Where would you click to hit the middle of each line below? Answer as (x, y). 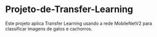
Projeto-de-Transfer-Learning (69, 9)
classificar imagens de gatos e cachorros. (49, 28)
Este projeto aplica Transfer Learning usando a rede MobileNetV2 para (79, 23)
